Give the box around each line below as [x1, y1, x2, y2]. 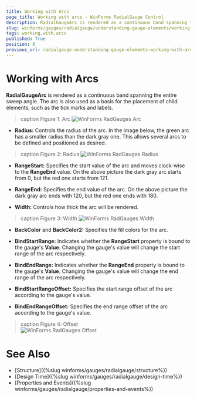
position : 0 [6, 42, 35, 48]
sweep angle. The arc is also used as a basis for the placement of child [6, 97, 178, 104]
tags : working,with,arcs [6, 31, 67, 36]
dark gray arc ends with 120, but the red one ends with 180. [14, 192, 158, 199]
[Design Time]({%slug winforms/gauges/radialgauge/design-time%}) [14, 373, 183, 380]
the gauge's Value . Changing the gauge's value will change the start [14, 244, 181, 251]
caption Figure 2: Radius [20, 150, 80, 157]
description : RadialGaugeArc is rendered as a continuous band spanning [6, 19, 188, 25]
